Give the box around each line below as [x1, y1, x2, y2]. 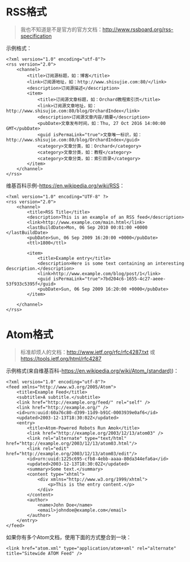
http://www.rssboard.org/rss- [102, 26, 174, 33]
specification [20, 32, 52, 39]
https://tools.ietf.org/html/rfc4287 [20, 355, 102, 362]
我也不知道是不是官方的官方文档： [20, 26, 103, 33]
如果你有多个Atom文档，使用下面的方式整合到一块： [6, 533, 132, 540]
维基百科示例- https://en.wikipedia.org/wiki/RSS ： [6, 182, 125, 189]
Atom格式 [6, 328, 54, 341]
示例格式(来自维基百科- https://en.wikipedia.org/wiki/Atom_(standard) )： [6, 367, 179, 374]
